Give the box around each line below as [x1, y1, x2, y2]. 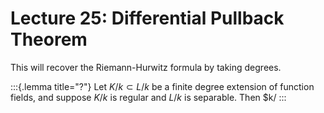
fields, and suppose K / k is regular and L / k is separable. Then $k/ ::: [10, 91, 287, 103]
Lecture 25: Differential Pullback [10, 7, 285, 30]
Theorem [10, 28, 88, 51]
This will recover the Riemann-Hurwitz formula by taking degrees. [10, 61, 282, 73]
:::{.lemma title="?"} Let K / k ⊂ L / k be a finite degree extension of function [10, 80, 315, 92]
